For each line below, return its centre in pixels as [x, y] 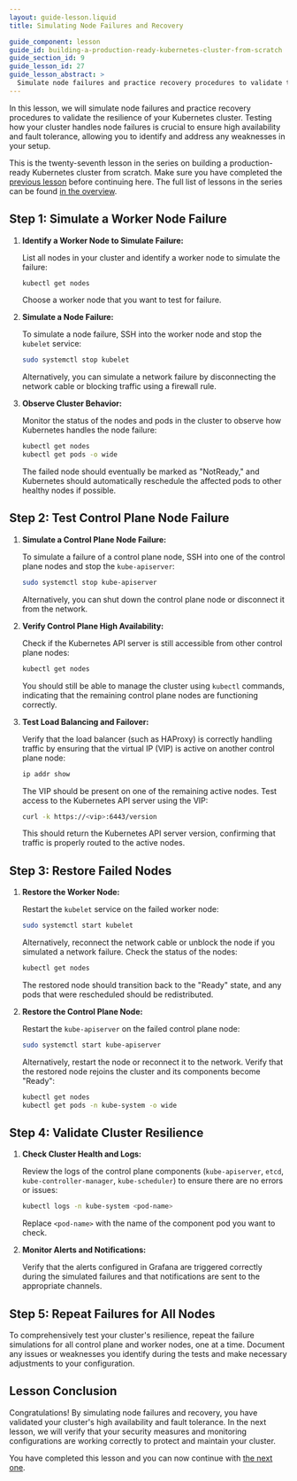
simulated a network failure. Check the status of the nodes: [129, 952]
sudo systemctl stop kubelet [76, 360]
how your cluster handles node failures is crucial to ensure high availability [145, 127]
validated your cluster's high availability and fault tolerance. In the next [138, 1422]
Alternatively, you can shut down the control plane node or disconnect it [153, 599]
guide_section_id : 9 [47, 58]
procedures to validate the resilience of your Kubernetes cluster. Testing [141, 117]
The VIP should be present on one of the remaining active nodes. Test [149, 791]
